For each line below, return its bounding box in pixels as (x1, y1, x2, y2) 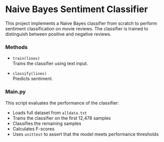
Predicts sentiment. (12, 76, 53, 82)
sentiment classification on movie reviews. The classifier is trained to (5, 25, 149, 31)
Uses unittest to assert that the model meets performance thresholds (12, 131, 159, 137)
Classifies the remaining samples (12, 120, 82, 126)
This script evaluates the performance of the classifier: (5, 100, 120, 106)
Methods (5, 43, 28, 51)
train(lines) (12, 56, 40, 61)
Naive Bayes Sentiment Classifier (5, 4, 148, 15)
